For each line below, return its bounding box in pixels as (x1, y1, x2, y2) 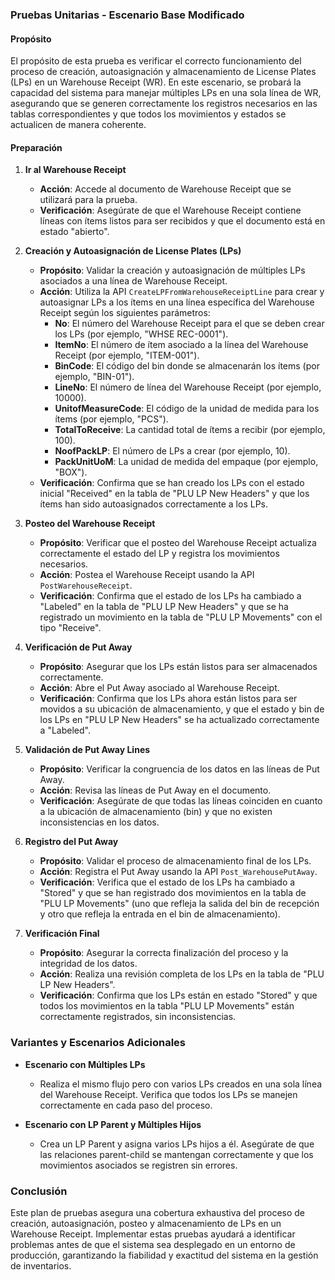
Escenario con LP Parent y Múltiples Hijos (24, 1118, 202, 1130)
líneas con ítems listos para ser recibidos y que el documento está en (39, 215, 326, 227)
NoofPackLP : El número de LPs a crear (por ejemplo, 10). (54, 445, 291, 457)
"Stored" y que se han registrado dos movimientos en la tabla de (39, 887, 307, 899)
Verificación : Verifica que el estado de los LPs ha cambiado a (39, 876, 296, 888)
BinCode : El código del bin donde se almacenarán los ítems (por (54, 360, 320, 372)
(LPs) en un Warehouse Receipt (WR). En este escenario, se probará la (10, 76, 302, 88)
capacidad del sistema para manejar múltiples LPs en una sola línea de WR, (10, 87, 322, 99)
